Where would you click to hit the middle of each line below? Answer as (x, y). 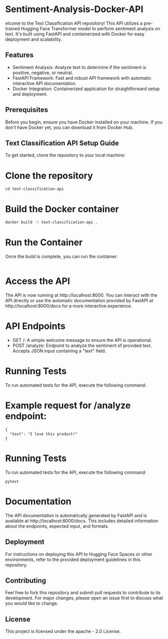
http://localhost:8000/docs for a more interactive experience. (69, 306)
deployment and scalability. (34, 39)
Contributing (26, 580)
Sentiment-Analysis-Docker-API (74, 9)
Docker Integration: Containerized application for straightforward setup (86, 89)
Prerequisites (27, 110)
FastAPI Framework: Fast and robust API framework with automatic (82, 78)
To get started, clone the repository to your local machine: (65, 155)
